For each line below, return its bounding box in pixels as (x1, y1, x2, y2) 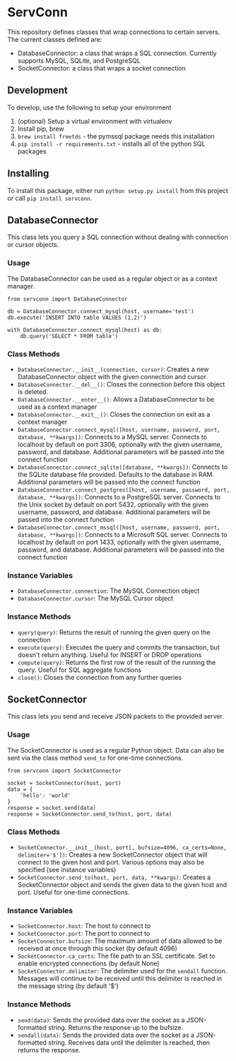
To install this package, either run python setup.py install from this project (7, 186, 228, 195)
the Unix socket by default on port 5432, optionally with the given (17, 500, 209, 509)
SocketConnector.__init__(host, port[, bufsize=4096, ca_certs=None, (17, 844, 228, 851)
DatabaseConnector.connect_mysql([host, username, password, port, (17, 426, 220, 434)
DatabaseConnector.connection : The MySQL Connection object (17, 586, 200, 595)
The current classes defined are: (7, 35, 102, 43)
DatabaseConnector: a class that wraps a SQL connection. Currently (17, 49, 217, 57)
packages (17, 146, 47, 156)
